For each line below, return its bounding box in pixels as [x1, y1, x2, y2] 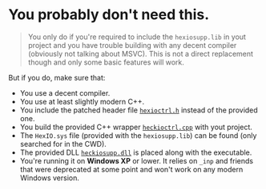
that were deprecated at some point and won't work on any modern [19, 164, 244, 174]
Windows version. [19, 173, 80, 183]
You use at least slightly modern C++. [19, 96, 145, 106]
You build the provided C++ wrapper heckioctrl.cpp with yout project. [19, 122, 252, 132]
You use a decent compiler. [19, 88, 111, 97]
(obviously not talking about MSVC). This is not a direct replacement [27, 49, 254, 58]
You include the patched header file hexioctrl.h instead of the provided [19, 105, 258, 115]
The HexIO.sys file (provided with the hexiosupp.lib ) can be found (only [19, 130, 257, 140]
